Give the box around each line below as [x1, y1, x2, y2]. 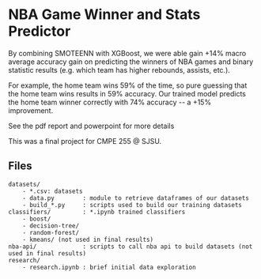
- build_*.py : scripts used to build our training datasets [22, 201, 243, 209]
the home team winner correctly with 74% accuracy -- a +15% [8, 97, 212, 107]
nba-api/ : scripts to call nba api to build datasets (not [8, 243, 253, 251]
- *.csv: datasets [22, 187, 83, 195]
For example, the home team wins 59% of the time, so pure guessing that [8, 81, 248, 90]
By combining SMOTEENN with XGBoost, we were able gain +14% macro [8, 48, 247, 58]
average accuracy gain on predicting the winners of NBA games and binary [8, 57, 254, 66]
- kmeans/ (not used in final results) [22, 236, 154, 243]
